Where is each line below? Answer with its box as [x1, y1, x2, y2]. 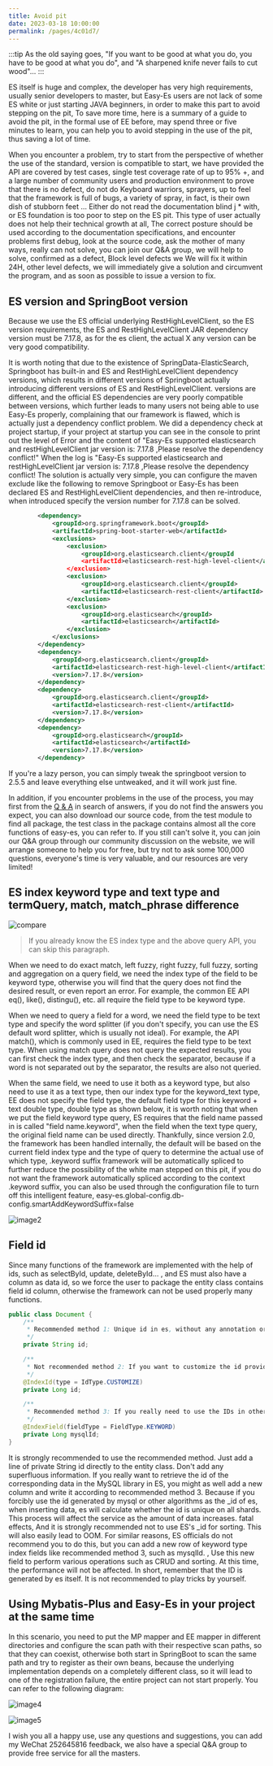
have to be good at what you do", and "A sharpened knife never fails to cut [8, 58, 258, 68]
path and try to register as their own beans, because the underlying [8, 1657, 234, 1668]
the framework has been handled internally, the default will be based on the [8, 1138, 262, 1148]
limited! [8, 862, 33, 872]
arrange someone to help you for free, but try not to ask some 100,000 [8, 845, 245, 855]
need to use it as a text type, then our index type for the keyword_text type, [8, 1087, 261, 1097]
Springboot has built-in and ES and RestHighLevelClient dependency [8, 367, 239, 377]
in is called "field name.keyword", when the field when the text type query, [8, 1121, 258, 1131]
